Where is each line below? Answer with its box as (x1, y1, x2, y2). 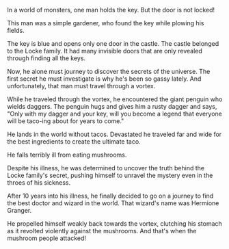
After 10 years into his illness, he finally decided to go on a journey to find (7, 192, 214, 200)
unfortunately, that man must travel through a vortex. (7, 82, 156, 90)
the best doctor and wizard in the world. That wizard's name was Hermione (7, 199, 219, 207)
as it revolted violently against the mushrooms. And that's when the (7, 227, 197, 235)
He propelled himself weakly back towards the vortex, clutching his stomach (7, 220, 222, 228)
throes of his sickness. (7, 179, 70, 187)
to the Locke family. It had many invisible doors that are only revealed (7, 47, 203, 55)
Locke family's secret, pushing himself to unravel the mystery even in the (7, 171, 213, 179)
